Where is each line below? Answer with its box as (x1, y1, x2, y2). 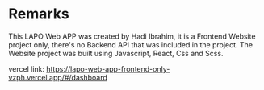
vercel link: (8, 63, 45, 73)
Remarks (8, 5, 70, 23)
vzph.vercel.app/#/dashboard (8, 72, 107, 82)
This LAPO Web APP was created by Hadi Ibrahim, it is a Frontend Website (8, 31, 256, 41)
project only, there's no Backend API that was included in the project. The (8, 39, 253, 49)
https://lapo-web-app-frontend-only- (46, 63, 170, 73)
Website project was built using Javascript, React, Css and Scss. (8, 48, 224, 58)
